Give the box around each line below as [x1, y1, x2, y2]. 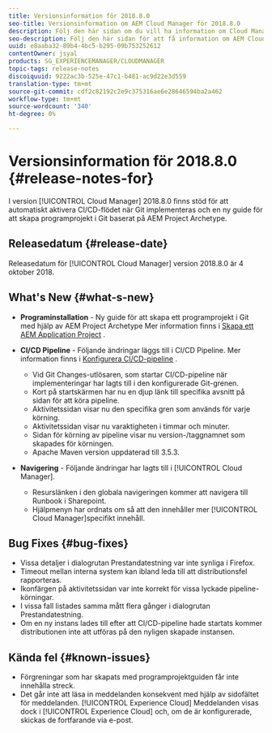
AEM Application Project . [19, 330, 106, 339]
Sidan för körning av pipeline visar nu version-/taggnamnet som [32, 429, 245, 439]
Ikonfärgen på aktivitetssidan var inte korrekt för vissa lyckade [19, 584, 228, 593]
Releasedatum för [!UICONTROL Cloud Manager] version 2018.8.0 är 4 [8, 258, 244, 268]
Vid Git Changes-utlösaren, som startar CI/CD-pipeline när [32, 369, 228, 379]
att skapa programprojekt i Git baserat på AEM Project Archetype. [8, 213, 227, 223]
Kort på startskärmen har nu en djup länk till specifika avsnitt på [32, 386, 245, 396]
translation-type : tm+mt [8, 80, 92, 88]
